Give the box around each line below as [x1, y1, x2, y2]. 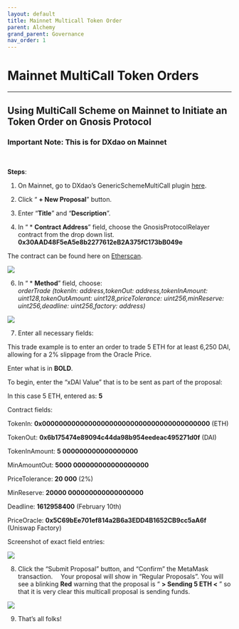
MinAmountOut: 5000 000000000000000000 [7, 461, 149, 469]
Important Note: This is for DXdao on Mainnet [7, 137, 167, 147]
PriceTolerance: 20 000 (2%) [7, 474, 94, 483]
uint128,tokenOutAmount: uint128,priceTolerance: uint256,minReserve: [17, 294, 224, 302]
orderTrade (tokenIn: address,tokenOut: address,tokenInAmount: [17, 286, 208, 295]
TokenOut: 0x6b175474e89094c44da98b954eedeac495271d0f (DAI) [7, 433, 217, 441]
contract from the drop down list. [17, 230, 115, 239]
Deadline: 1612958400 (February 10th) [7, 502, 122, 511]
